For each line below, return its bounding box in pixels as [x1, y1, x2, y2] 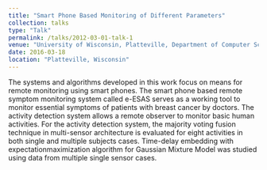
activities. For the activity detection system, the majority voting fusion [8, 119, 236, 129]
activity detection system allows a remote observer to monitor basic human [8, 111, 255, 120]
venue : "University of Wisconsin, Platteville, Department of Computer [8, 41, 250, 49]
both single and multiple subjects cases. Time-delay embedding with [8, 136, 234, 145]
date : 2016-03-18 [8, 48, 66, 56]
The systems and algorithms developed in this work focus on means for [8, 77, 243, 87]
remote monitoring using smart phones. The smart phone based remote [8, 85, 243, 95]
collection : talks [8, 19, 69, 27]
